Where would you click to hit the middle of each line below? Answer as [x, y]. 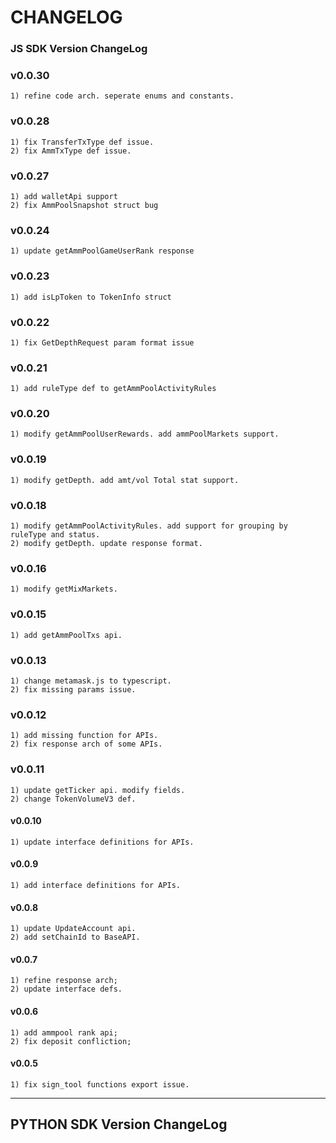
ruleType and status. [55, 535]
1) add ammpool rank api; [64, 1032]
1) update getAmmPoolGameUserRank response [102, 251]
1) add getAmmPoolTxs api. [66, 635]
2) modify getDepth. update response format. [106, 544]
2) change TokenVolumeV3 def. [73, 799]
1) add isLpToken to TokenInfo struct [91, 297]
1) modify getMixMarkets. [64, 589]
